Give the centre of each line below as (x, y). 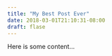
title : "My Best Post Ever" (49, 14)
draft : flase (26, 27)
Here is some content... (41, 47)
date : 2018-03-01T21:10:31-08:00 (56, 20)
